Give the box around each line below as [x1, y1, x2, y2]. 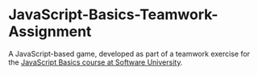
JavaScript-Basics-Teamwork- [8, 6, 218, 24]
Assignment [8, 22, 92, 41]
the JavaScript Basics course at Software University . [8, 57, 183, 67]
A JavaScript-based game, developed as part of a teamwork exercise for [8, 49, 251, 58]
